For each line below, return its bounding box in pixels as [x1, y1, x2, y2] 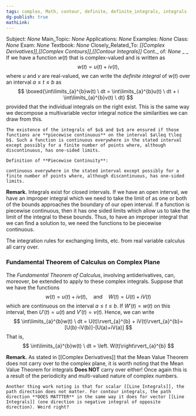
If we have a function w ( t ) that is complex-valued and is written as [6, 54, 166, 62]
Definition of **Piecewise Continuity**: [6, 158, 109, 164]
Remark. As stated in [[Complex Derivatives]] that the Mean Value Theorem [6, 353, 189, 360]
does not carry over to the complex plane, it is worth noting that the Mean [6, 360, 184, 367]
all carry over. [6, 244, 39, 251]
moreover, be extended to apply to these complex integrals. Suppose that [6, 278, 183, 285]
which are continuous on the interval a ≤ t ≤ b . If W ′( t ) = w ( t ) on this [6, 302, 171, 309]
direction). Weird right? [6, 404, 69, 410]
